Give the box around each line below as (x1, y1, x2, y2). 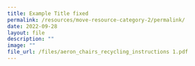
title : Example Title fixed (7, 10, 89, 17)
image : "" (7, 42, 36, 49)
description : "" (7, 36, 54, 43)
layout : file (7, 29, 45, 36)
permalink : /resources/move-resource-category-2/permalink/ (7, 16, 186, 23)
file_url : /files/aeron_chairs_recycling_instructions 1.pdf (7, 49, 189, 56)
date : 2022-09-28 (7, 23, 58, 30)
